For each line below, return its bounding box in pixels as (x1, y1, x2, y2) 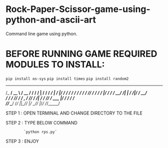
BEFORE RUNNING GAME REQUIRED (5, 48, 158, 59)
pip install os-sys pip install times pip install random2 (5, 76, 129, 81)
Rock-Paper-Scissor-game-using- (5, 3, 151, 15)
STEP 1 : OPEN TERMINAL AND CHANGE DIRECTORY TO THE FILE (5, 110, 143, 116)
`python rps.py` (23, 129, 57, 134)
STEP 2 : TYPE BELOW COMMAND (5, 119, 78, 125)
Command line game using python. (5, 30, 78, 36)
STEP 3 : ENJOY (5, 138, 39, 144)
